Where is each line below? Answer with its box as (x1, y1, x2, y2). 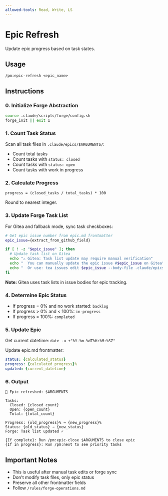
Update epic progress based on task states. (5, 46, 95, 52)
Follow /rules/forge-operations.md (12, 485, 86, 491)
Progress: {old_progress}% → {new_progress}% (5, 420, 101, 425)
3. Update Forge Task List (5, 212, 68, 219)
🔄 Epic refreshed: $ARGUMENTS (5, 389, 68, 395)
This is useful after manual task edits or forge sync (12, 469, 117, 475)
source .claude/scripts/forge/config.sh (5, 113, 91, 118)
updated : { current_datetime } (5, 366, 66, 371)
